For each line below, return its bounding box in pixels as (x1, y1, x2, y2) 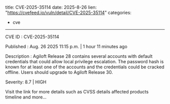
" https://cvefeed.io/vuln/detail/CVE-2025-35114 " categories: (5, 10, 132, 16)
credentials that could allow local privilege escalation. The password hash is (5, 59, 164, 64)
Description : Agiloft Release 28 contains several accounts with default (5, 53, 153, 59)
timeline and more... (5, 94, 47, 100)
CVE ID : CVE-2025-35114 (5, 34, 60, 40)
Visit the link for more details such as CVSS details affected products (5, 89, 149, 94)
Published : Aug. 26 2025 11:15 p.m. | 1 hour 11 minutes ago (5, 44, 127, 49)
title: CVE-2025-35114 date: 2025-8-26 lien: (5, 5, 97, 10)
